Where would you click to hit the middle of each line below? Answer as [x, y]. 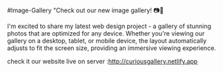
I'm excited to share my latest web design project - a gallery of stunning [109, 26]
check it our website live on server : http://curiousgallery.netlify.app [103, 61]
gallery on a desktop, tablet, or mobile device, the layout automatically [107, 41]
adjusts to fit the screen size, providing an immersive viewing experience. [111, 48]
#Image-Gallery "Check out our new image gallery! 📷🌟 [86, 10]
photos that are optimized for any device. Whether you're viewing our [106, 33]
